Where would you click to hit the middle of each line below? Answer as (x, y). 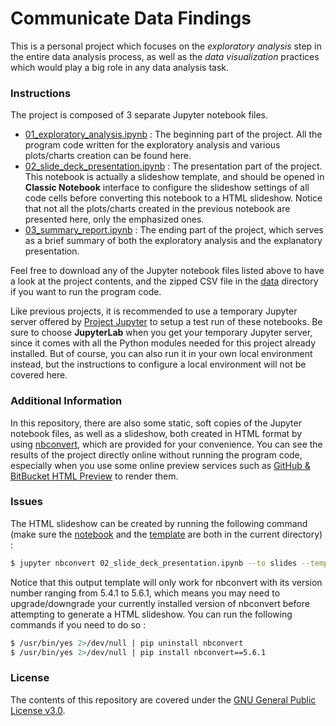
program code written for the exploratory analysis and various (152, 145)
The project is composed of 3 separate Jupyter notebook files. (139, 115)
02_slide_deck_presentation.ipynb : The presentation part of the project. (173, 166)
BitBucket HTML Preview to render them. (94, 476)
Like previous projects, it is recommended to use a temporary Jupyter (154, 311)
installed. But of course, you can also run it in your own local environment (161, 354)
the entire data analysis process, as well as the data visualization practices (165, 56)
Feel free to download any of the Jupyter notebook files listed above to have (167, 271)
